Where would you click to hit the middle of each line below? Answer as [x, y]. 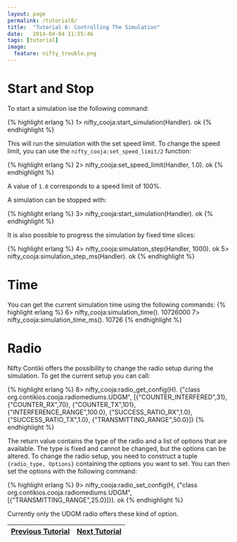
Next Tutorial [99, 531]
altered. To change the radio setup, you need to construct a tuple [103, 456]
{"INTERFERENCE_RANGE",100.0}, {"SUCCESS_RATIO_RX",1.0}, [100, 412]
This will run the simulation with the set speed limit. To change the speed [114, 143]
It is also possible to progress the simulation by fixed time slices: [101, 234]
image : [17, 47]
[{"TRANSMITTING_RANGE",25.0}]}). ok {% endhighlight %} [95, 500]
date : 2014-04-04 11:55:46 [50, 34]
